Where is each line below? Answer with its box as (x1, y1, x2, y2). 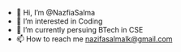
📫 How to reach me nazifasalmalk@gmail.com (15, 34, 173, 44)
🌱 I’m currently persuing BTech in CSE (15, 25, 144, 34)
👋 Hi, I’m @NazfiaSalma (15, 8, 96, 17)
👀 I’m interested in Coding (15, 16, 103, 26)
